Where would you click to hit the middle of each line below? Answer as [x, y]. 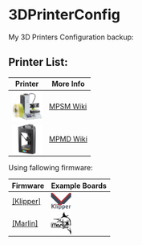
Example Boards [79, 186]
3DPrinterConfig [65, 15]
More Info [68, 84]
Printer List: [38, 62]
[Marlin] [25, 223]
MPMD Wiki [69, 139]
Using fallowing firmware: [51, 168]
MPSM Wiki [68, 106]
